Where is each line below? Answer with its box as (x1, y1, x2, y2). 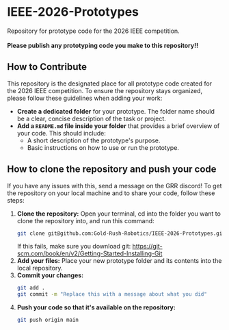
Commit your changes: (16, 271, 84, 279)
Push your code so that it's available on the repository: (16, 303, 176, 312)
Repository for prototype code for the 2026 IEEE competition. (7, 27, 180, 35)
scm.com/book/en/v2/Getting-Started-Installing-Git (16, 249, 163, 257)
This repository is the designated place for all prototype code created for (7, 79, 213, 88)
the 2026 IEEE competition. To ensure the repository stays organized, (7, 86, 203, 94)
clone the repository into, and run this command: (16, 216, 155, 225)
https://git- (132, 242, 163, 251)
